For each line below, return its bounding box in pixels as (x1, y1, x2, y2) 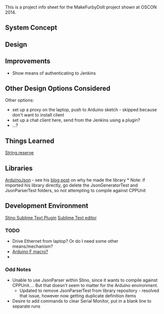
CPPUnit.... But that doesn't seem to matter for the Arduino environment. (12, 283, 158, 288)
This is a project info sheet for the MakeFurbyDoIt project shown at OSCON (5, 4, 157, 10)
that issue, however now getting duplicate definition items (19, 293, 136, 299)
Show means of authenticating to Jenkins (12, 70, 96, 76)
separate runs (12, 303, 41, 309)
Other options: (5, 97, 34, 103)
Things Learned (5, 137, 55, 145)
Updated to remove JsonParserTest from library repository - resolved (19, 287, 160, 294)
